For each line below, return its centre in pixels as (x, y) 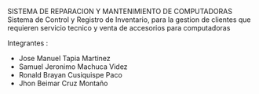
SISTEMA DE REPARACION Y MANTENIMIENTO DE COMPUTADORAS (120, 11)
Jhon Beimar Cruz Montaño (63, 83)
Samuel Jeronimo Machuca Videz (73, 67)
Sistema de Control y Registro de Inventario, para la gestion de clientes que (129, 20)
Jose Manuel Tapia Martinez (64, 58)
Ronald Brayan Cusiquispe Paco (70, 75)
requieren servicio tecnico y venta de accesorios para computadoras (119, 28)
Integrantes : (28, 43)
